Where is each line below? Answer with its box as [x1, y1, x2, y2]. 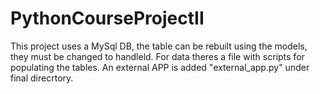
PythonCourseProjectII [10, 7, 205, 30]
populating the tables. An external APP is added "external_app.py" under [10, 61, 310, 73]
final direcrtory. [10, 72, 74, 84]
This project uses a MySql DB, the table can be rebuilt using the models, [10, 40, 308, 52]
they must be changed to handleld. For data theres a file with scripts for [10, 50, 305, 62]
